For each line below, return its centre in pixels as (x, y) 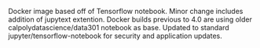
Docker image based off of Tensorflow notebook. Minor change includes (126, 11)
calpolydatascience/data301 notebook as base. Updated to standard (119, 27)
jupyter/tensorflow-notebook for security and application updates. (115, 36)
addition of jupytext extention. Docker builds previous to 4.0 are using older (130, 19)
